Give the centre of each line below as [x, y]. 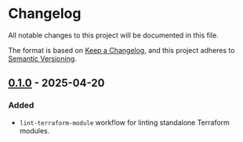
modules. [34, 130]
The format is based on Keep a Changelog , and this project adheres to [121, 50]
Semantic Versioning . [42, 59]
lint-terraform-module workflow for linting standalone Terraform [124, 122]
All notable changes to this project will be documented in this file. [114, 35]
